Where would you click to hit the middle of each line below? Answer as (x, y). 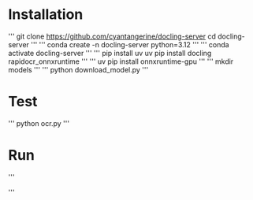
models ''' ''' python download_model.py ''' (78, 69)
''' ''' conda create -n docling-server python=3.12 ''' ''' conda (130, 44)
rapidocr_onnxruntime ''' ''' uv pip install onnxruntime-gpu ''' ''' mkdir (121, 61)
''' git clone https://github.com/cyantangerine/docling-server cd (112, 36)
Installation (46, 15)
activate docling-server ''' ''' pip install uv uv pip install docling (110, 53)
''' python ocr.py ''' (39, 123)
